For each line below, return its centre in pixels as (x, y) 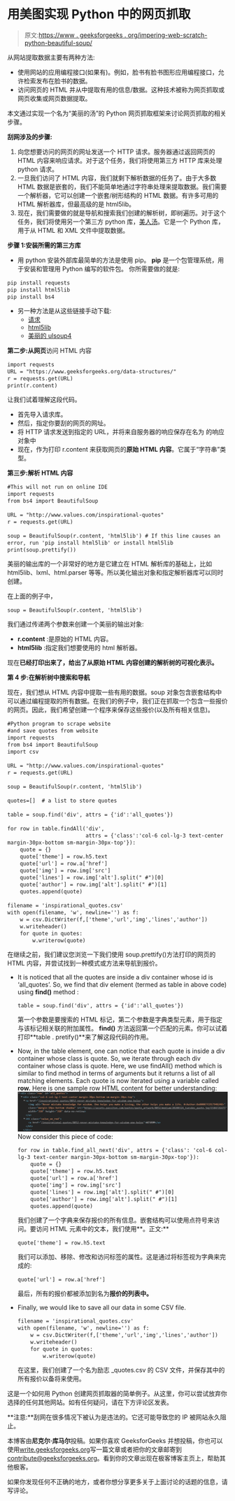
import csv (23, 752)
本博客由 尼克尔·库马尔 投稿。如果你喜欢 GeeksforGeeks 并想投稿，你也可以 (115, 1440)
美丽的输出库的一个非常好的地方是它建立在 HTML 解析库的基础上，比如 (109, 563)
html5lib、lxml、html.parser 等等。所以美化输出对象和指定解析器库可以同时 (115, 572)
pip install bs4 (31, 297)
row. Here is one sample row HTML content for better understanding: (117, 1088)
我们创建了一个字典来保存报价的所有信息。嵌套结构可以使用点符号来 (115, 1220)
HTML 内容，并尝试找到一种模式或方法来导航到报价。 (84, 963)
